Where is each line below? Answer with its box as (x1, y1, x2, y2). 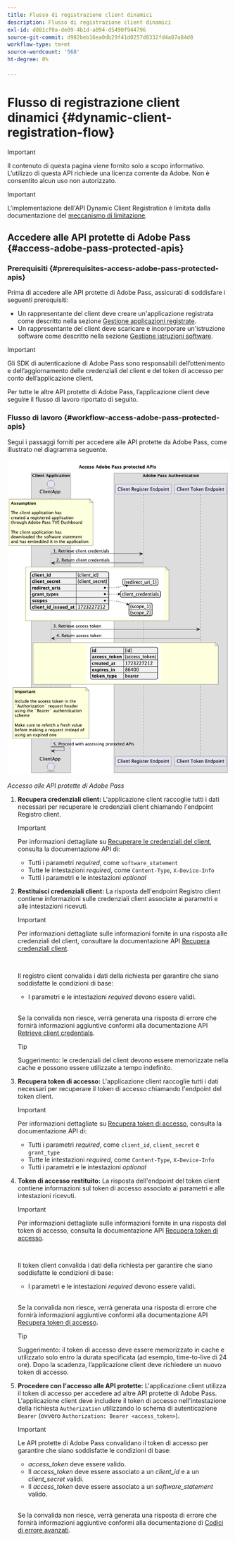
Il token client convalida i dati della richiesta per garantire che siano (17, 1261, 213, 1269)
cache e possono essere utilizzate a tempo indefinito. (17, 1063, 173, 1071)
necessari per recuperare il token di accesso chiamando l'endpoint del (17, 1084, 222, 1093)
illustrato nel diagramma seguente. (7, 445, 108, 453)
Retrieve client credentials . (17, 1029, 95, 1037)
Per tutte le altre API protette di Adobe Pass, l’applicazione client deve (7, 388, 210, 396)
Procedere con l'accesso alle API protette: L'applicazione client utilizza (17, 1381, 227, 1390)
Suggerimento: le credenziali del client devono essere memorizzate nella (17, 1056, 229, 1064)
